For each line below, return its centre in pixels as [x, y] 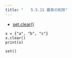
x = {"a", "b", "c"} [27, 33]
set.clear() [23, 24]
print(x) [14, 42]
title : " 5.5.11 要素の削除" [37, 10]
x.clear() [16, 38]
